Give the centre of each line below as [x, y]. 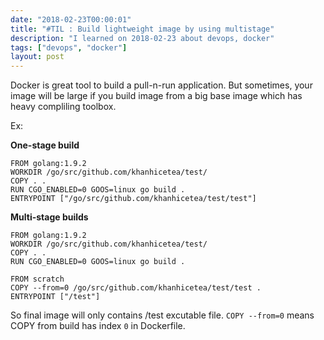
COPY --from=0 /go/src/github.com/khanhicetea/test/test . [136, 288]
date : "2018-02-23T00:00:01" [71, 19]
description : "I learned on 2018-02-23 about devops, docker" [142, 38]
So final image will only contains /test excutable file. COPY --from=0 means [162, 315]
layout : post [37, 57]
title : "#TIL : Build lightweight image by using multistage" [142, 29]
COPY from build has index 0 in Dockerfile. [98, 326]
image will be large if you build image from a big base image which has [156, 96]
